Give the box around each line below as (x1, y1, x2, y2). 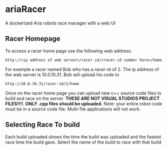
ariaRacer (5, 3, 46, 15)
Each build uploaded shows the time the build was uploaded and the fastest (5, 133, 161, 139)
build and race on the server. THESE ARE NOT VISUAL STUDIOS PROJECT (5, 95, 160, 101)
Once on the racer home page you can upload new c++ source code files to (5, 90, 161, 96)
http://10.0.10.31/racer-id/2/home (5, 81, 79, 86)
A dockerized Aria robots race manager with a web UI (5, 20, 116, 26)
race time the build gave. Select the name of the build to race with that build (5, 139, 161, 145)
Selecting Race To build (5, 120, 80, 129)
